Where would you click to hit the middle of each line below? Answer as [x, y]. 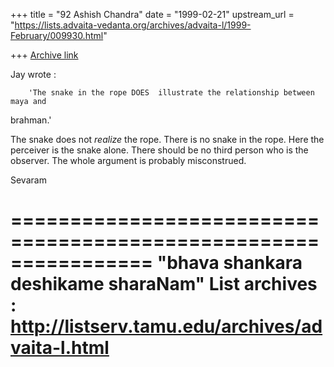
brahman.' [31, 120]
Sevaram [28, 180]
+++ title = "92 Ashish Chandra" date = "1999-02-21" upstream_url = [152, 14]
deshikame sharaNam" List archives [164, 284]
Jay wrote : [33, 74]
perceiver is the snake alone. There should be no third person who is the [159, 150]
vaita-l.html [60, 348]
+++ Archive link [44, 55]
